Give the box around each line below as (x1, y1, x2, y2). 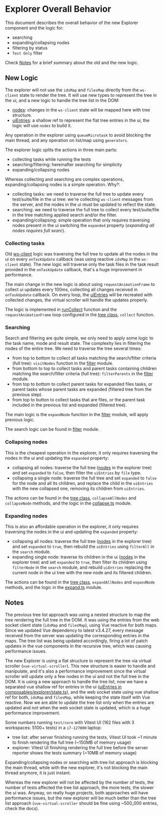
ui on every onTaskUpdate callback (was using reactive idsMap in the (5, 256, 141, 262)
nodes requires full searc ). (12, 227, 66, 233)
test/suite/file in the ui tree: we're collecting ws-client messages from (12, 196, 153, 202)
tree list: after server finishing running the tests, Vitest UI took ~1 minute (12, 734, 158, 740)
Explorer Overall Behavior (5, 3, 112, 15)
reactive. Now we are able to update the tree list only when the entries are (5, 699, 154, 705)
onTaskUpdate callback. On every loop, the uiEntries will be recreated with (5, 292, 153, 298)
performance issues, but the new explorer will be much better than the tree (5, 795, 157, 801)
